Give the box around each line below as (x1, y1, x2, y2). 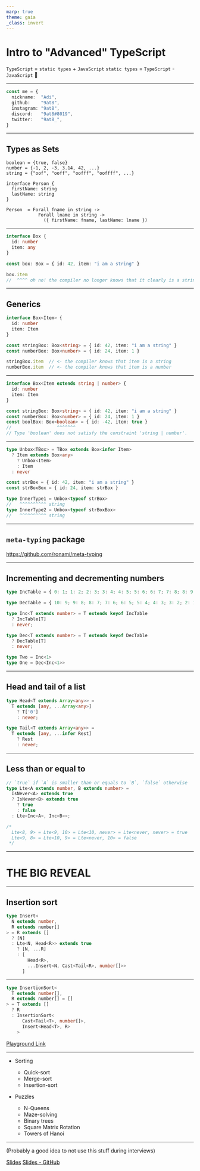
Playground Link (6, 1040, 46, 1047)
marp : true (6, 8, 33, 15)
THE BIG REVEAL (6, 866, 91, 880)
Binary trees (23, 1117, 54, 1124)
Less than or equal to (6, 764, 86, 774)
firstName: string (11, 186, 58, 192)
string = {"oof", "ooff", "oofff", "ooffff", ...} (6, 171, 135, 177)
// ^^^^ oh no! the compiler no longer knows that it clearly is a (6, 277, 180, 283)
